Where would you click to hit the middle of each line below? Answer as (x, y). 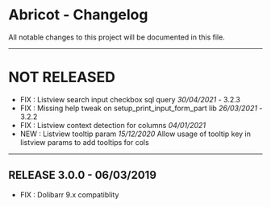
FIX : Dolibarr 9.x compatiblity (69, 194)
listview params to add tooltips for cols (84, 142)
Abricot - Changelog (78, 15)
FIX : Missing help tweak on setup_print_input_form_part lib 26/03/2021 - (141, 108)
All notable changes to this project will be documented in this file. (117, 37)
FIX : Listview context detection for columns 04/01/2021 (113, 125)
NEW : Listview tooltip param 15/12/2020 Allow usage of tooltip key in (135, 134)
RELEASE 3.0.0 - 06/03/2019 (83, 175)
